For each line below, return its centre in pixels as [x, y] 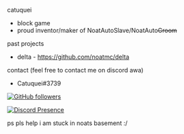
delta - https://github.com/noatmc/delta [73, 57]
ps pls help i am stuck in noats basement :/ [67, 123]
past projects [26, 43]
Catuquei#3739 [39, 83]
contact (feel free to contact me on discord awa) [75, 70]
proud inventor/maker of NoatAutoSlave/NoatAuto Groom [97, 30]
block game [34, 23]
